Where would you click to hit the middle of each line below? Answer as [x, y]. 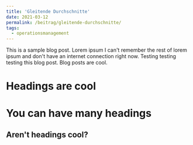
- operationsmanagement [40, 33]
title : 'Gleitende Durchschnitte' [48, 11]
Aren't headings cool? [47, 135]
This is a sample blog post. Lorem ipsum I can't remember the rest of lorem [96, 50]
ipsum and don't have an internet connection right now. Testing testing [91, 56]
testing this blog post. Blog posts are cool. [57, 63]
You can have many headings [79, 113]
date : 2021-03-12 [27, 17]
